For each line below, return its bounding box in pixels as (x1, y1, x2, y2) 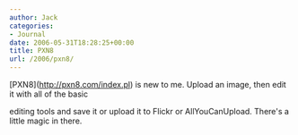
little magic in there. (9, 115, 83, 126)
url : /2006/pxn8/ (9, 55, 74, 63)
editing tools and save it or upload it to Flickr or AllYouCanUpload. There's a (9, 106, 290, 116)
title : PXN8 (9, 46, 54, 55)
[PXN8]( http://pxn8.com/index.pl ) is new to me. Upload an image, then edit (9, 80, 287, 89)
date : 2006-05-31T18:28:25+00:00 (9, 38, 135, 47)
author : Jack (9, 13, 58, 22)
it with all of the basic (9, 89, 88, 99)
